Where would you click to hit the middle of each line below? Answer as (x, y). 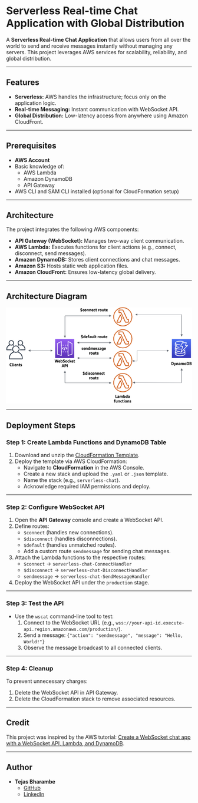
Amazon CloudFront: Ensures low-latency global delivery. (85, 272)
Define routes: (32, 526)
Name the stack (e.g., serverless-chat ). (72, 480)
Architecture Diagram (47, 296)
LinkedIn (34, 794)
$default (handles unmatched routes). (70, 545)
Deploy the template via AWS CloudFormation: (71, 461)
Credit (18, 723)
